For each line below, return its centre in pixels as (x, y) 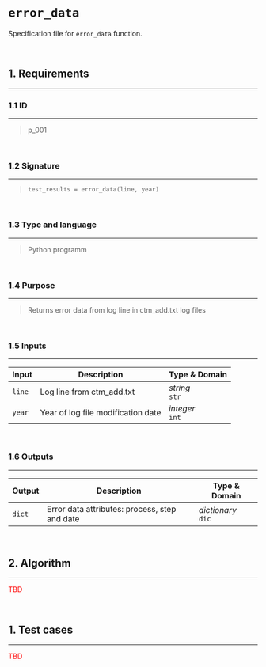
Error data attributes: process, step (112, 509)
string (180, 388)
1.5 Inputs (27, 346)
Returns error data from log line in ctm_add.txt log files (116, 309)
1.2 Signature (34, 165)
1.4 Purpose (32, 285)
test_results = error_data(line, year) (93, 190)
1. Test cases (41, 629)
